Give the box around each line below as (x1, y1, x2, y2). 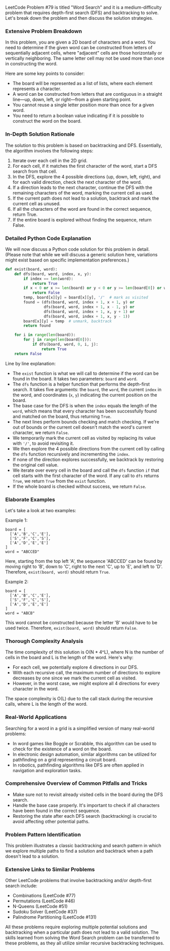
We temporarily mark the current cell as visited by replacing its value (12, 435, 156, 441)
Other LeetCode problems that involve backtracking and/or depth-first (5, 878, 152, 884)
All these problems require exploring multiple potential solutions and (5, 924, 147, 930)
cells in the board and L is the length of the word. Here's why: (5, 655, 134, 661)
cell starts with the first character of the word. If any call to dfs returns (12, 472, 159, 478)
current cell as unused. (12, 200, 61, 207)
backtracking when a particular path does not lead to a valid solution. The (5, 929, 159, 935)
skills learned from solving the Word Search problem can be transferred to (5, 935, 160, 941)
